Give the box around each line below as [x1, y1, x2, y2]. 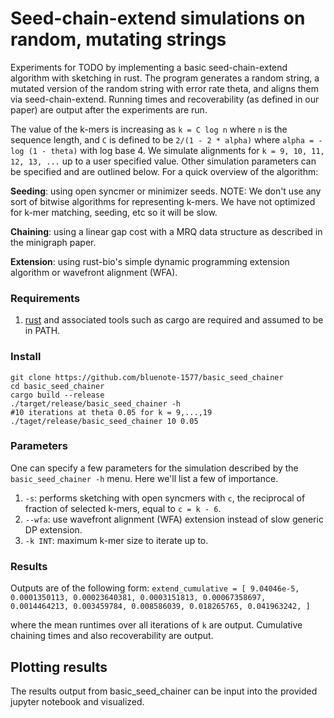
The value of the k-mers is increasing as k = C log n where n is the [10, 123, 288, 135]
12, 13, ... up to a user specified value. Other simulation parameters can [10, 155, 317, 167]
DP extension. [24, 523, 83, 536]
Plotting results [10, 658, 108, 676]
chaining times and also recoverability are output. [10, 630, 214, 642]
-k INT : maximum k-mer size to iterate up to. [24, 534, 209, 546]
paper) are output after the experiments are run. [10, 103, 208, 116]
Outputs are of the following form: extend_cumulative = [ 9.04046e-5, [10, 582, 300, 594]
